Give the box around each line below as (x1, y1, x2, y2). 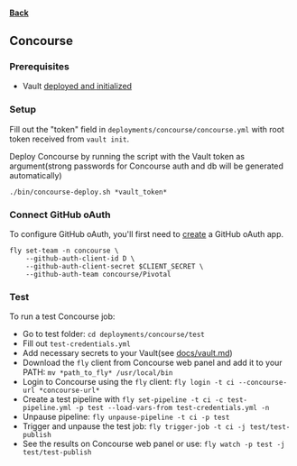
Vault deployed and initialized (22, 81, 133, 92)
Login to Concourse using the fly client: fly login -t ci (22, 377, 235, 388)
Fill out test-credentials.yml (22, 338, 131, 349)
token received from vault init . (9, 133, 130, 144)
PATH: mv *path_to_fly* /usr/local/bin (22, 367, 173, 378)
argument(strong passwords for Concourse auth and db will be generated (9, 160, 284, 171)
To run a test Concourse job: (9, 311, 116, 322)
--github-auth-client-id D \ (25, 253, 135, 263)
